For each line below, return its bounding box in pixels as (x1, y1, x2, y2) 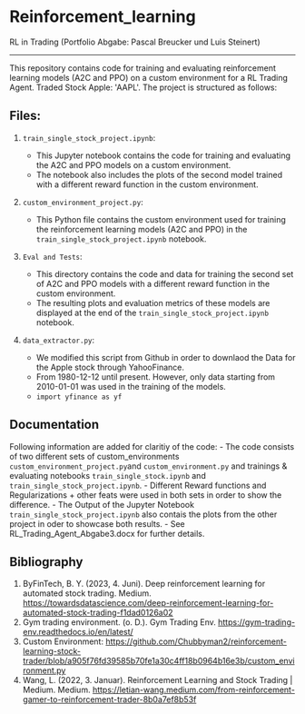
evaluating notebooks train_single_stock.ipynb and (9, 470, 206, 481)
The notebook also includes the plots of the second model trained (35, 169, 283, 180)
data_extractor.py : (22, 334, 95, 345)
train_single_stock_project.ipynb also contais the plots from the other (9, 509, 278, 520)
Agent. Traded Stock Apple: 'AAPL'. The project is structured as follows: (9, 82, 278, 93)
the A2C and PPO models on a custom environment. (35, 159, 231, 170)
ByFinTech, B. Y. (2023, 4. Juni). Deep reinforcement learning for (22, 579, 266, 590)
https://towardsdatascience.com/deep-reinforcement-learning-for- (22, 598, 274, 609)
